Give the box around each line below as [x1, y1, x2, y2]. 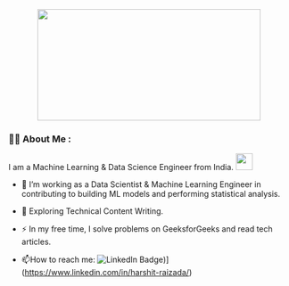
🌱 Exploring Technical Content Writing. [21, 206, 164, 217]
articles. [21, 236, 52, 248]
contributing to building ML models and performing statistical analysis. [21, 189, 281, 200]
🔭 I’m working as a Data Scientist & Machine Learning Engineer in [21, 179, 261, 190]
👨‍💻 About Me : [8, 133, 72, 145]
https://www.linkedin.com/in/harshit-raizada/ [24, 267, 189, 278]
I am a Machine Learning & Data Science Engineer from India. [8, 162, 234, 173]
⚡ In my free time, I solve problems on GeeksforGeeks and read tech [21, 224, 273, 234]
